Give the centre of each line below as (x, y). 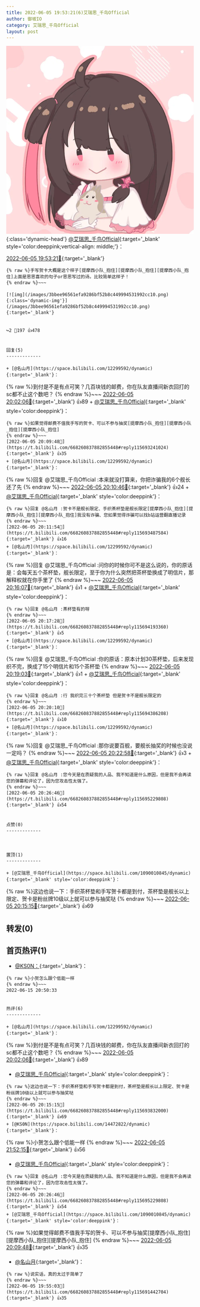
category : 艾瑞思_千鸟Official (43, 25)
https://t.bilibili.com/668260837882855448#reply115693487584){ (87, 533)
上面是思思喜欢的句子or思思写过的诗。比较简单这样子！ (71, 277)
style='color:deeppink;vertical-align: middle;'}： (65, 246)
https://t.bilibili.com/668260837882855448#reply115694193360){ (87, 627)
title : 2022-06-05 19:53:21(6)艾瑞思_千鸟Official (68, 13)
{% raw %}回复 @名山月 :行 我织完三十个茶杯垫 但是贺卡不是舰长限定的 (84, 696)
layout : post (22, 32)
